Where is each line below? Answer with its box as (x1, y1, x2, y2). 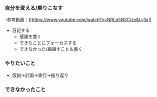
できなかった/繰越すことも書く (19, 46, 83, 52)
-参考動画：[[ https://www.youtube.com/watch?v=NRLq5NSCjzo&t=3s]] (4, 16, 152, 23)
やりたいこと (4, 60, 36, 67)
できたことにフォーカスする (19, 40, 77, 46)
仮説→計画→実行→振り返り (11, 72, 68, 78)
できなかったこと (4, 86, 46, 93)
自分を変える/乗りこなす (4, 4, 63, 11)
